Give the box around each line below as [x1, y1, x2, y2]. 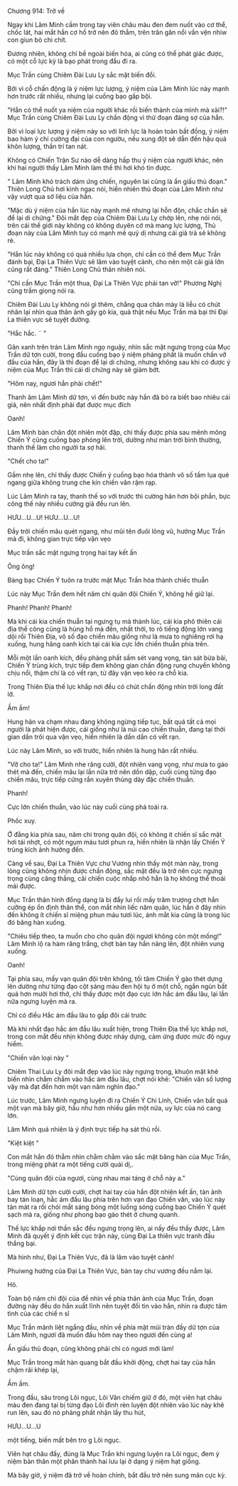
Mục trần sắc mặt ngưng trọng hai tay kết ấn [7, 548, 137, 557]
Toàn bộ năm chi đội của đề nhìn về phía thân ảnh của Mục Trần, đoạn [7, 1294, 214, 1303]
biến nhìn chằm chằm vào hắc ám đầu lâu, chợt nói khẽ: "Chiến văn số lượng [7, 1075, 232, 1083]
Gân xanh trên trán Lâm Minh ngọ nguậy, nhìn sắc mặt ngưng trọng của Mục [7, 343, 231, 351]
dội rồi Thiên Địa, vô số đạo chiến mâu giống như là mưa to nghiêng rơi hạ [7, 632, 224, 641]
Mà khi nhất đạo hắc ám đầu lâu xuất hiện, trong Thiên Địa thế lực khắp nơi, [7, 1025, 229, 1033]
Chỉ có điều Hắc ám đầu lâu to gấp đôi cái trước [7, 1011, 147, 1019]
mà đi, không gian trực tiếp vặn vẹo [7, 535, 112, 543]
